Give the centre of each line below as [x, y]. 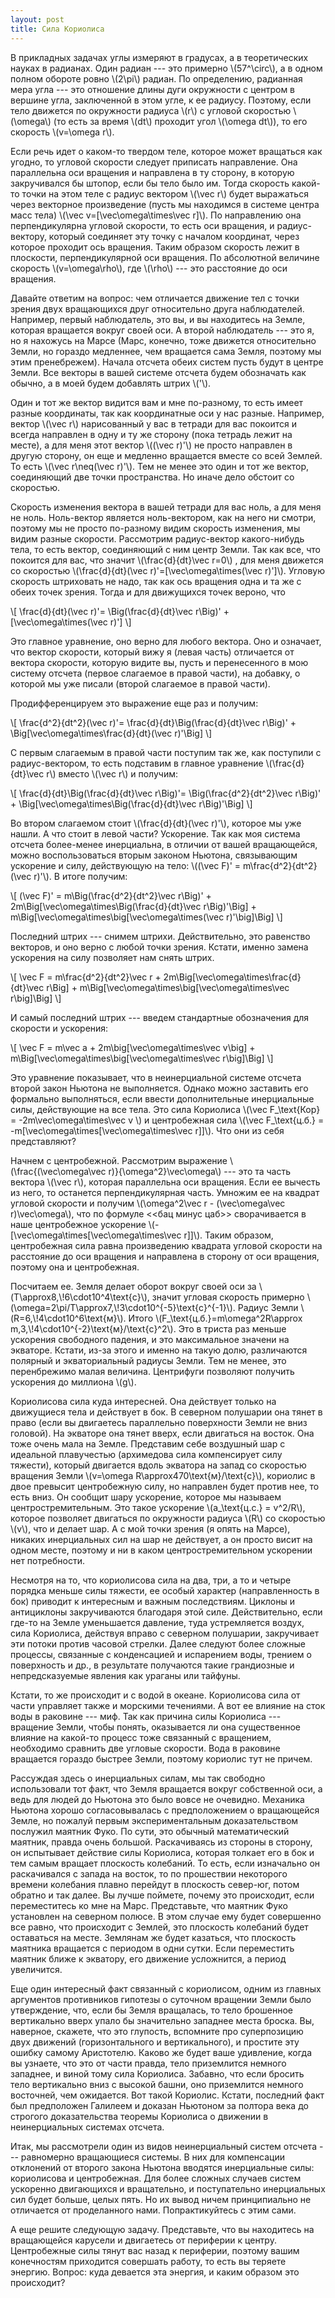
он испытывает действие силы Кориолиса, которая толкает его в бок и [162, 1852]
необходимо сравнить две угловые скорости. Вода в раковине [145, 1748]
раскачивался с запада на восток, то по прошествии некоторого [149, 1873]
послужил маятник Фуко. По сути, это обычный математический [150, 1831]
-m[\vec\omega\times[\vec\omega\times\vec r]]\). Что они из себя [147, 1130]
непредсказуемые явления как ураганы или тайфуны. [125, 1675]
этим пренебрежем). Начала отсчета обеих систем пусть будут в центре [167, 362]
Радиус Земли [268, 1307]
